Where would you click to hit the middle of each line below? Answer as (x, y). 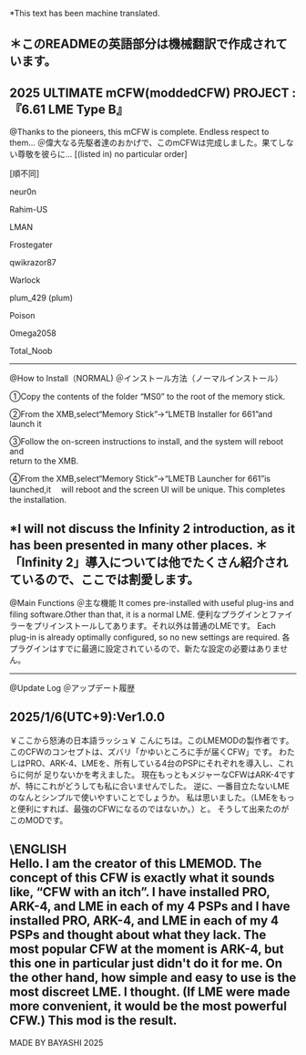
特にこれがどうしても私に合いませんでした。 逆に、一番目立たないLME (157, 786)
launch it (25, 424)
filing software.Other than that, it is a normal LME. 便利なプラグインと (139, 614)
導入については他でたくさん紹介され (187, 562)
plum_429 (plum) (41, 298)
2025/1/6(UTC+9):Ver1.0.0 (87, 717)
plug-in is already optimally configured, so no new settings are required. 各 (150, 637)
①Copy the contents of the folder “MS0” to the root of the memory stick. (148, 397)
